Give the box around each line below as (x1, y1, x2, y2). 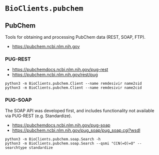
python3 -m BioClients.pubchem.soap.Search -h (5, 137, 101, 141)
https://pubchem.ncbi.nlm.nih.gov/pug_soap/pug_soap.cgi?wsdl (12, 127, 141, 133)
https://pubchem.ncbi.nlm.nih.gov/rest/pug (12, 72, 98, 77)
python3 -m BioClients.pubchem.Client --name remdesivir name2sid (5, 81, 142, 86)
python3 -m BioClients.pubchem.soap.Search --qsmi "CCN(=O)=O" (5, 141, 136, 146)
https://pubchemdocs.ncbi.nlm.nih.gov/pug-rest (12, 67, 108, 73)
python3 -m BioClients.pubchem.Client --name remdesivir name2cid (5, 85, 142, 91)
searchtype (5, 145, 27, 150)
